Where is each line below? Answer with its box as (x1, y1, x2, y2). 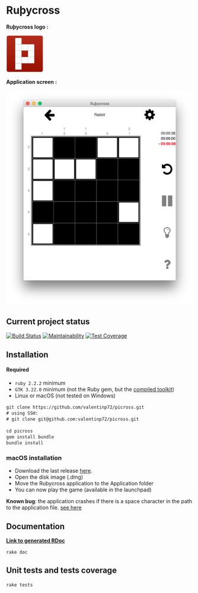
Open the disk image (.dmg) (14, 473, 84, 481)
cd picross (6, 428, 33, 434)
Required (6, 366, 30, 374)
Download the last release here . (14, 468, 93, 475)
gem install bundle (6, 434, 55, 440)
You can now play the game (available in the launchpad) (14, 486, 152, 494)
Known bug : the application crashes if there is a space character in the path (6, 498, 193, 505)
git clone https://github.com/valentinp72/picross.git (6, 404, 145, 410)
